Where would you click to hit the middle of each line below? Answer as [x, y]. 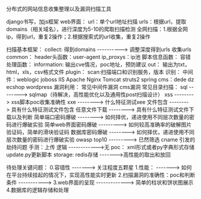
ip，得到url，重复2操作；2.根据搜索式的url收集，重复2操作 [78, 37]
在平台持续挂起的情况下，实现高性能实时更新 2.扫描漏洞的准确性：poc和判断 [101, 175]
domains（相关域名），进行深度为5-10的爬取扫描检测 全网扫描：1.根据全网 [97, 29]
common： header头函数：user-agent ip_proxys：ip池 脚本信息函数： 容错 [98, 57]
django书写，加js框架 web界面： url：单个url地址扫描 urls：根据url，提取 [96, 22]
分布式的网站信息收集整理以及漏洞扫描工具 [59, 9]
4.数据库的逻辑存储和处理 [37, 190]
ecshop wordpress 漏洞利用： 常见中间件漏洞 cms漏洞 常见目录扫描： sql [97, 87]
